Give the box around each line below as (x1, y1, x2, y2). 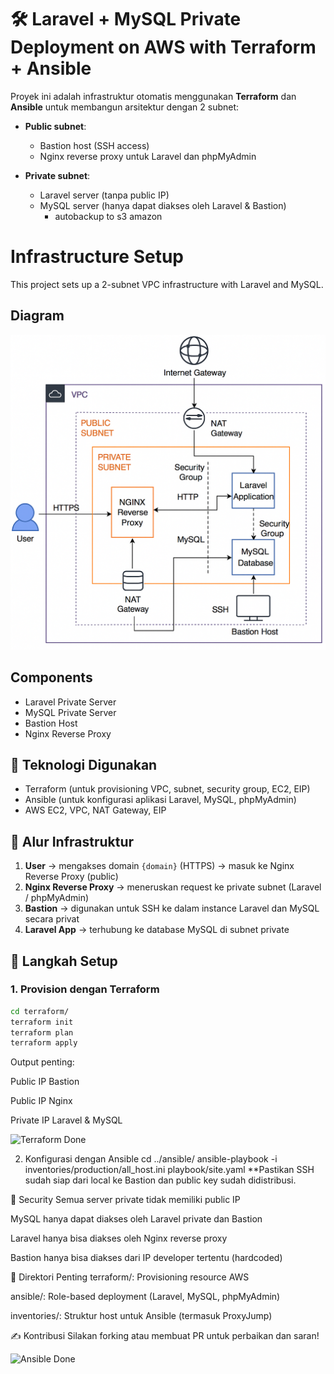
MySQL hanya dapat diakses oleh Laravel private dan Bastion (10, 1213, 263, 1225)
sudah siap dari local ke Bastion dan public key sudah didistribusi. (24, 1174, 297, 1186)
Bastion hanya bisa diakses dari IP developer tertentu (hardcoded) (10, 1252, 283, 1264)
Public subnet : (24, 120, 87, 132)
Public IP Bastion (10, 1076, 80, 1088)
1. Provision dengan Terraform (10, 982, 160, 996)
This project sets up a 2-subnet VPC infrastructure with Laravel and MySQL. (10, 278, 324, 290)
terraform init (10, 1017, 74, 1027)
